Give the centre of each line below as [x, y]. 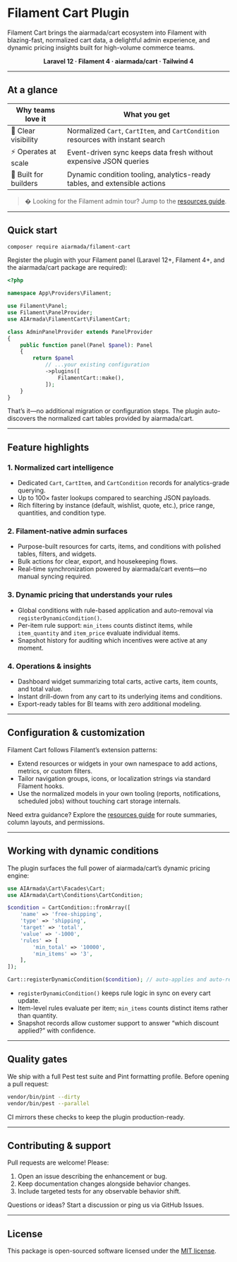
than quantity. [37, 1016]
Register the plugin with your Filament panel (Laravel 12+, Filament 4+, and [116, 260]
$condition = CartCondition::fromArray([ [69, 908]
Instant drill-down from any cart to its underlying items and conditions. [120, 696]
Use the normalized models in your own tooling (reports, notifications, [119, 793]
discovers [22, 419]
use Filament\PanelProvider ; [50, 313]
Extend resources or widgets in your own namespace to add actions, [117, 763]
